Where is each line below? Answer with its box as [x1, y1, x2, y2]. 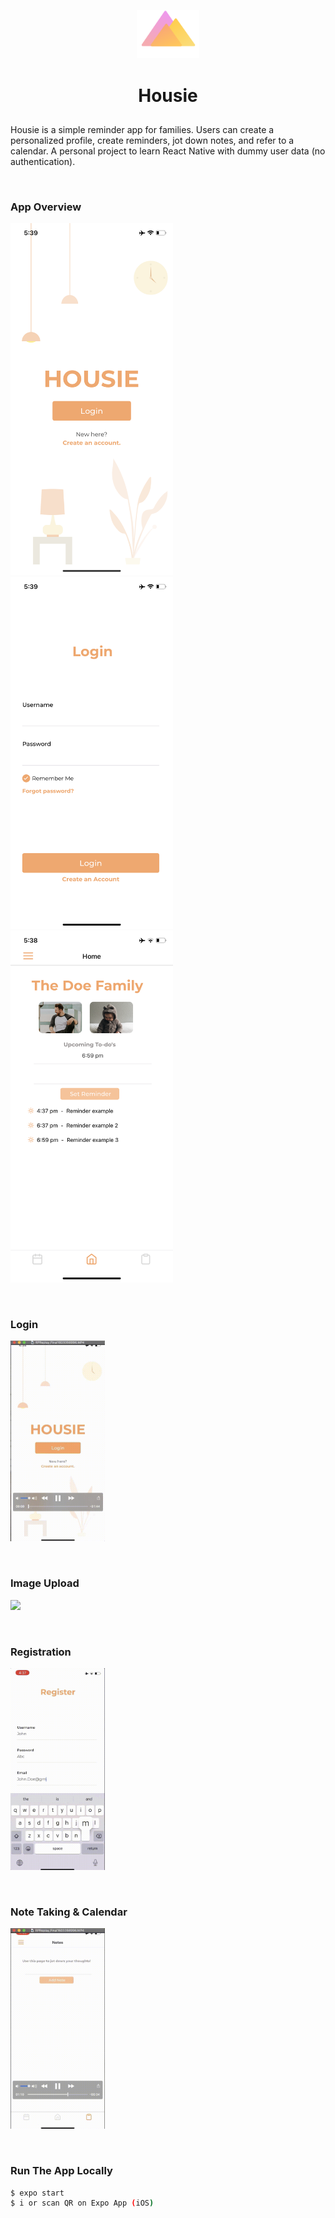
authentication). [10, 155, 76, 167]
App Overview [10, 200, 82, 214]
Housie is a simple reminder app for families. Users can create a [10, 123, 275, 135]
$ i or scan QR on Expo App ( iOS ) [10, 2198, 155, 2209]
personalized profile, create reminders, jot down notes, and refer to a [10, 134, 295, 146]
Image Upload [10, 1576, 80, 1590]
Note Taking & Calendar [10, 1905, 128, 1919]
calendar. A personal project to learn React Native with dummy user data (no [10, 145, 326, 157]
